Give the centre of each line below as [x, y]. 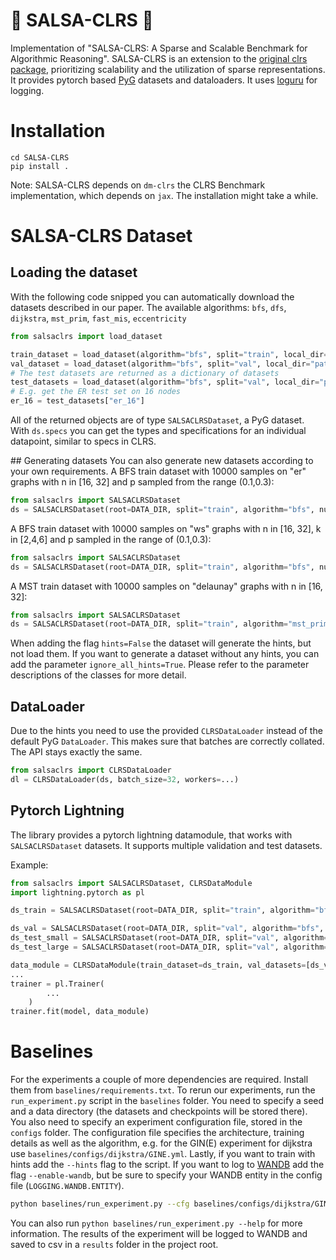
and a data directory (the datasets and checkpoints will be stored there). [159, 1111]
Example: [29, 865]
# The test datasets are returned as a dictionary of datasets [145, 373]
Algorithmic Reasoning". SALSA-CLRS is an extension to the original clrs [159, 58]
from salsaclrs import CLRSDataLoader [91, 770]
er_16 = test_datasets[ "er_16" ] [77, 401]
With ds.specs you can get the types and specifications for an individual [158, 430]
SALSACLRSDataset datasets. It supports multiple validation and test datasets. [166, 845]
